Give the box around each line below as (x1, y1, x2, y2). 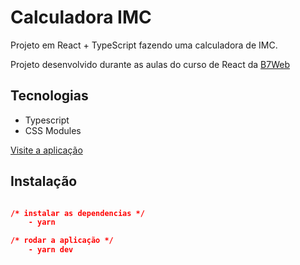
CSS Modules (24, 124, 82, 136)
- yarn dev (28, 245, 74, 255)
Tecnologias (10, 87, 89, 105)
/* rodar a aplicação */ (10, 236, 114, 246)
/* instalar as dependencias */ (10, 208, 145, 218)
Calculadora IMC (10, 6, 152, 29)
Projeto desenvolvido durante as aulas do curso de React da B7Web (10, 58, 290, 70)
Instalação (10, 173, 78, 190)
